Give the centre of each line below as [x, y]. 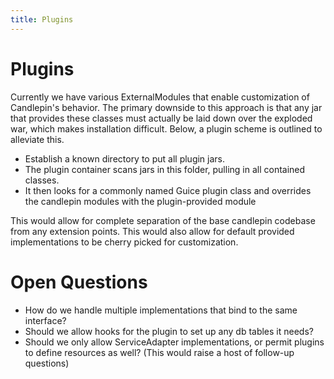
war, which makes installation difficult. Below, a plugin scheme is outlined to [166, 128]
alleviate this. [37, 139]
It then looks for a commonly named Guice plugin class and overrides [168, 190]
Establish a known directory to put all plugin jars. [125, 158]
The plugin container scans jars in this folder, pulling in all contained [165, 169]
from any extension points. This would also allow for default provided [152, 231]
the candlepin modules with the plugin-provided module [140, 201]
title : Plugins [42, 19]
